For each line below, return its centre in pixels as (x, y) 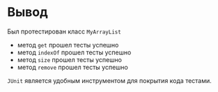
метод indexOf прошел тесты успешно (74, 52)
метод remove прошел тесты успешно (73, 67)
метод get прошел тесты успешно (68, 45)
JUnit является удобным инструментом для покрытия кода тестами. (110, 80)
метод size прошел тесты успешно (69, 59)
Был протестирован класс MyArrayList (64, 31)
